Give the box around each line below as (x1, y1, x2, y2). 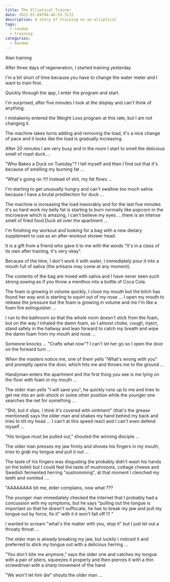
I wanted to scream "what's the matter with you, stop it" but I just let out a (5, 520, 159, 526)
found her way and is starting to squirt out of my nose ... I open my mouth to (5, 294, 164, 300)
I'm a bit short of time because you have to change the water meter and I (5, 74, 158, 81)
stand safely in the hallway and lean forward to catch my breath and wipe (5, 325, 159, 331)
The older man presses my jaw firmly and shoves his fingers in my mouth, (5, 443, 160, 449)
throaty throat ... (5, 526, 39, 532)
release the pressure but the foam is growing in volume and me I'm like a (5, 299, 157, 305)
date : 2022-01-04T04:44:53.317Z (5, 12, 74, 17)
